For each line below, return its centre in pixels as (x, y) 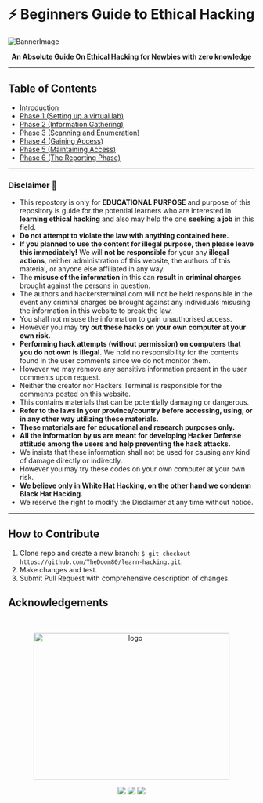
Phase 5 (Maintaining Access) (67, 149)
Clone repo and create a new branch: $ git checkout (105, 553)
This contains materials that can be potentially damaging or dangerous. (134, 402)
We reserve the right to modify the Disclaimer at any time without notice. (136, 503)
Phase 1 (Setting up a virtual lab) (71, 116)
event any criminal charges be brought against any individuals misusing (135, 303)
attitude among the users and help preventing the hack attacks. (125, 444)
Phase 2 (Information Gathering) (71, 124)
